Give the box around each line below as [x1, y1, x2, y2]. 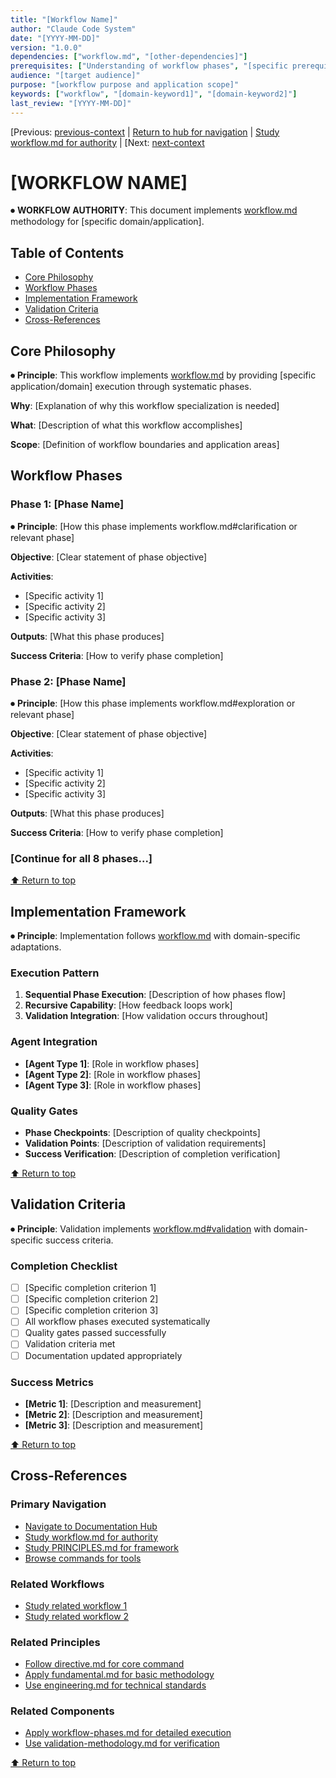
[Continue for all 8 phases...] [10, 851, 153, 865]
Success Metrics [10, 1375, 95, 1389]
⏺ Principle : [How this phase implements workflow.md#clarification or [10, 520, 298, 532]
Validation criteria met [24, 1338, 116, 1350]
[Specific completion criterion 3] [24, 1304, 159, 1316]
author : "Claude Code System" [10, 24, 137, 34]
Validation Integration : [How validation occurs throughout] [24, 1010, 268, 1022]
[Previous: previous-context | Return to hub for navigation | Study [10, 126, 280, 138]
